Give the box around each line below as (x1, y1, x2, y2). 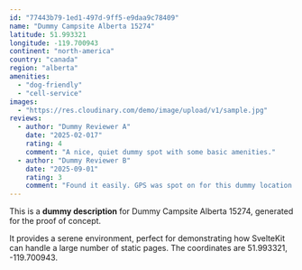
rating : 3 (25, 172, 63, 182)
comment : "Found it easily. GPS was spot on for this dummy (25, 182, 256, 191)
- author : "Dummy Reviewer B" (17, 155, 131, 165)
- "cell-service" (17, 88, 83, 98)
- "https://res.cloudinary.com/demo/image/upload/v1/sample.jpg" (17, 106, 269, 115)
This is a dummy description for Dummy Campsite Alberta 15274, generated (9, 206, 294, 217)
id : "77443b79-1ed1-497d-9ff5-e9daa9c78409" (9, 13, 179, 23)
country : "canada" (9, 55, 78, 64)
